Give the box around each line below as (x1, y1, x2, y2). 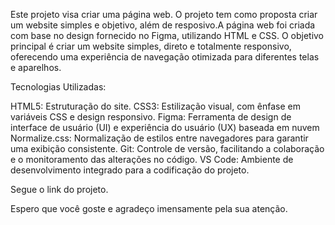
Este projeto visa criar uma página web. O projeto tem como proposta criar (10, 9, 318, 20)
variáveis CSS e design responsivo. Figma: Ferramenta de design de (10, 111, 292, 123)
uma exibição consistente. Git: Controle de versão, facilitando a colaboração (10, 143, 325, 154)
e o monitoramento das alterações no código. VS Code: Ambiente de (10, 154, 294, 165)
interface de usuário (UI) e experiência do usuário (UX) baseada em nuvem (10, 122, 320, 133)
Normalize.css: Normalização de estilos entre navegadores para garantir (10, 132, 309, 144)
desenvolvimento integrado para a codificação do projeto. (10, 164, 250, 176)
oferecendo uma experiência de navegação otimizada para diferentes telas (10, 51, 320, 63)
